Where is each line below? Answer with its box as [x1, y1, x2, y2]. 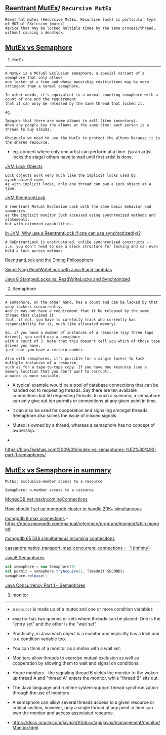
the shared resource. [5, 140, 50, 145]
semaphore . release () [5, 573, 48, 578]
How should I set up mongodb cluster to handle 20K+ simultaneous [5, 506, 142, 512]
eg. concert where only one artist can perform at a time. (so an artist [12, 148, 152, 155]
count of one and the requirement [5, 96, 77, 102]
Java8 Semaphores [5, 555, 45, 561]
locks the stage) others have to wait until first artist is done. [12, 154, 133, 160]
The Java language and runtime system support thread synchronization [12, 685, 158, 691]
